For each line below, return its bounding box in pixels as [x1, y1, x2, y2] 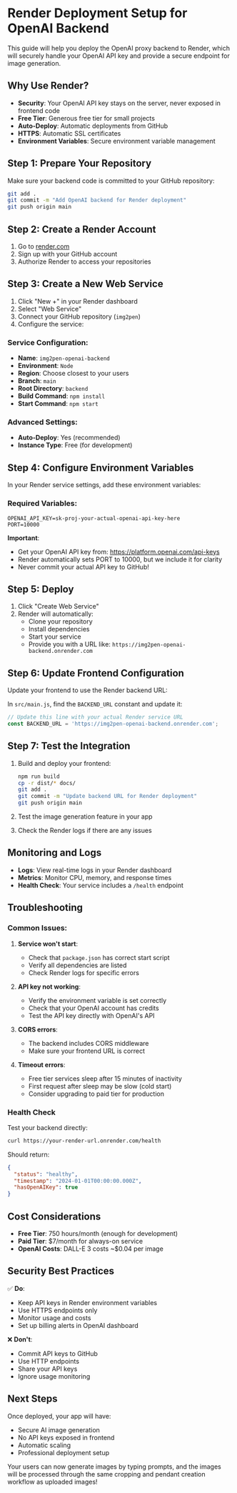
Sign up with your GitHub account [17, 250, 118, 258]
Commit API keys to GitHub [17, 1349, 99, 1358]
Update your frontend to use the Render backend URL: [7, 686, 168, 694]
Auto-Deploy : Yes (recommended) [17, 434, 121, 442]
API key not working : [17, 982, 81, 991]
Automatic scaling [17, 1441, 71, 1449]
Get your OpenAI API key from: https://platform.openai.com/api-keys [17, 547, 220, 556]
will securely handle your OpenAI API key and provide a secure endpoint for [7, 51, 230, 60]
